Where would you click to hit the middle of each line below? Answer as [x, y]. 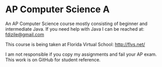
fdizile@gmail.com [25, 34]
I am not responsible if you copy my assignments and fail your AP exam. [81, 54]
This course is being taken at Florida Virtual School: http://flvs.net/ [75, 44]
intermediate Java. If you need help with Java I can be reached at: [75, 29]
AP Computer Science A [57, 9]
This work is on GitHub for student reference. [53, 59]
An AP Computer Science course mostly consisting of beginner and [76, 24]
